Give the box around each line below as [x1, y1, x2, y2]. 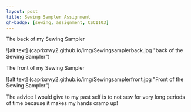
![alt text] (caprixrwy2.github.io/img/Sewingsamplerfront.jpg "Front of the [6, 76, 184, 83]
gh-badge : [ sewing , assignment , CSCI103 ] [6, 19, 109, 25]
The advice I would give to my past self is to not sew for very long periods [6, 93, 185, 100]
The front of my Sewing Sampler [6, 65, 85, 72]
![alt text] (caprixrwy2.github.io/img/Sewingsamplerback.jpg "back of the [6, 47, 183, 54]
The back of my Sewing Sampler [6, 36, 85, 43]
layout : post [6, 8, 38, 15]
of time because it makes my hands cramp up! [6, 100, 119, 107]
